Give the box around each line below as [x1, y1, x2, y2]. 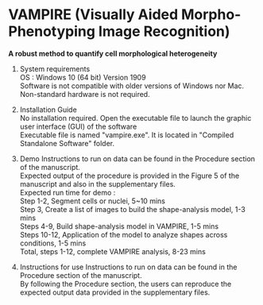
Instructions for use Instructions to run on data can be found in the [19, 262, 238, 272]
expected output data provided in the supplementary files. [19, 288, 211, 297]
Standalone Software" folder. [19, 138, 115, 148]
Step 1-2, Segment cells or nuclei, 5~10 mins [19, 196, 165, 206]
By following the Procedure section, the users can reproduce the [19, 279, 232, 288]
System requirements [19, 64, 91, 73]
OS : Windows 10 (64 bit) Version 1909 [19, 72, 146, 82]
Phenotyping [8, 22, 95, 41]
